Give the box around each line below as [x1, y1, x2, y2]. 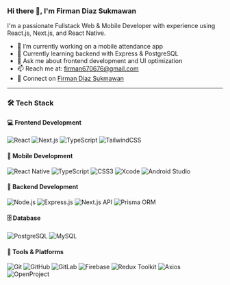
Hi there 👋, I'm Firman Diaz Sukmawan [7, 6, 137, 16]
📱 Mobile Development [7, 152, 73, 160]
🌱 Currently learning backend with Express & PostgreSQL [16, 49, 179, 58]
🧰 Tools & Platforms [7, 247, 64, 256]
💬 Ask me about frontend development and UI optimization [16, 57, 183, 65]
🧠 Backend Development [7, 183, 79, 191]
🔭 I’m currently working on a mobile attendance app [16, 42, 163, 51]
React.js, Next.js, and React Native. [7, 29, 106, 37]
